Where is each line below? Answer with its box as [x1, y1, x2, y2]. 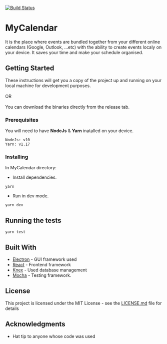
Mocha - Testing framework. [12, 272, 71, 278]
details [5, 305, 19, 311]
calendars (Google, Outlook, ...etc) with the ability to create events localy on [5, 44, 162, 50]
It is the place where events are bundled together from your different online [5, 39, 160, 45]
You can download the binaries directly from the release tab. [5, 104, 130, 110]
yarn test [5, 229, 26, 235]
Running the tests [5, 216, 61, 225]
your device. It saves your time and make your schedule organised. [5, 49, 143, 55]
